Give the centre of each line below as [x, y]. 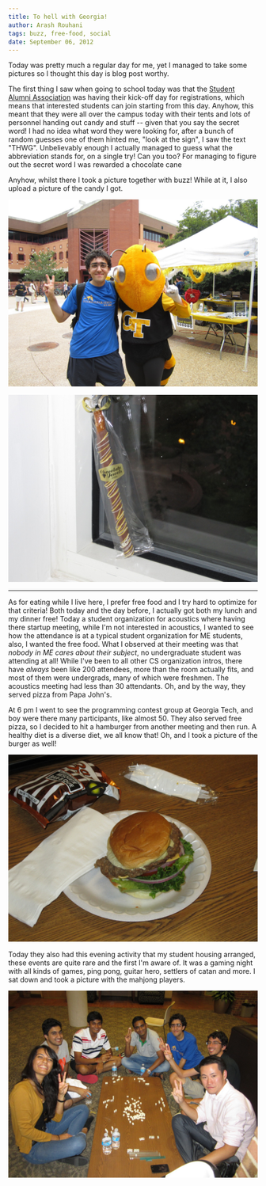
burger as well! [32, 743]
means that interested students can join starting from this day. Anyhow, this [131, 106]
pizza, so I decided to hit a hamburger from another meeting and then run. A [133, 727]
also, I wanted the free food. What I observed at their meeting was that [123, 644]
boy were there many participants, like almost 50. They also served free [125, 718]
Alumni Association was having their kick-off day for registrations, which [126, 97]
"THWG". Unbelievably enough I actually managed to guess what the [121, 148]
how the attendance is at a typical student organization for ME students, [125, 636]
